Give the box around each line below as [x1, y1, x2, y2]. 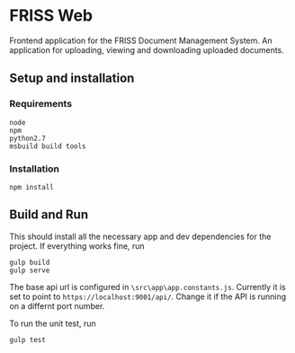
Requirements [9, 98, 73, 110]
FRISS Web [9, 5, 93, 26]
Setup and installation [9, 71, 135, 86]
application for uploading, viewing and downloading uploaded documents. [9, 44, 285, 55]
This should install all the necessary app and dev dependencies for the [9, 231, 272, 242]
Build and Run [9, 207, 88, 223]
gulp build [9, 258, 50, 267]
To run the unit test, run [9, 318, 96, 329]
